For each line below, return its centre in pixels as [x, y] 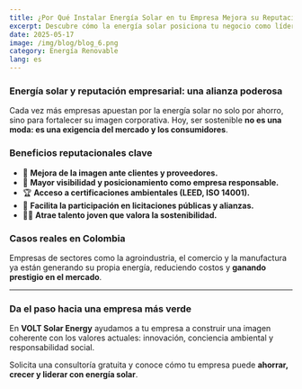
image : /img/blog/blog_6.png [64, 43]
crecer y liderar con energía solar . [74, 375]
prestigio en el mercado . [56, 276]
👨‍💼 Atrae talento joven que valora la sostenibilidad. [120, 215]
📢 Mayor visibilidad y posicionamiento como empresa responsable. [151, 182]
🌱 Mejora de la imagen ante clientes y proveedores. [120, 173]
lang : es [26, 59]
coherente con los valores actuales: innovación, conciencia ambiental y [142, 338]
